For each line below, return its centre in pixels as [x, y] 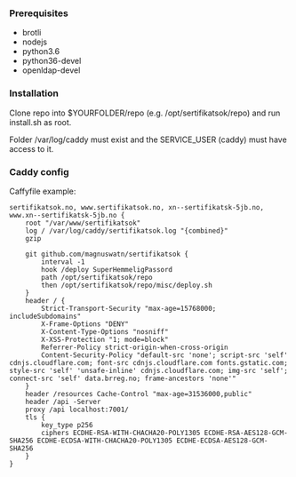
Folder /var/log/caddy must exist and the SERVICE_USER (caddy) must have [148, 139]
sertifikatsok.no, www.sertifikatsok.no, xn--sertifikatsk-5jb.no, [137, 207]
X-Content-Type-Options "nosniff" [105, 331]
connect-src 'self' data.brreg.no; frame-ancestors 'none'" [123, 378]
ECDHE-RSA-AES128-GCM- [246, 433]
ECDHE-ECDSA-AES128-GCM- [222, 441]
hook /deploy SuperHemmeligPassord [107, 269]
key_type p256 [67, 425]
